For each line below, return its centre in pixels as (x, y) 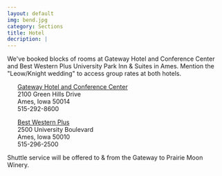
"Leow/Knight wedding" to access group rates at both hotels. (94, 74)
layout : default (30, 13)
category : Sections (35, 26)
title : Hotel (26, 33)
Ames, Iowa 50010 (44, 137)
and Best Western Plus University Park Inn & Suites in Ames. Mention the (111, 66)
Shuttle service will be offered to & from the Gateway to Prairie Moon (105, 158)
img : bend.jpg (28, 20)
